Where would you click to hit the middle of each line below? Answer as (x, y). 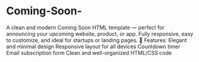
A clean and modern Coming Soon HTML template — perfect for (85, 27)
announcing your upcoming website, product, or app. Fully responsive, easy (100, 33)
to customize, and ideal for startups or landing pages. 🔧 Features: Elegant (97, 40)
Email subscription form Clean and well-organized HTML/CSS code (89, 52)
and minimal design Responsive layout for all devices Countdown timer (93, 46)
